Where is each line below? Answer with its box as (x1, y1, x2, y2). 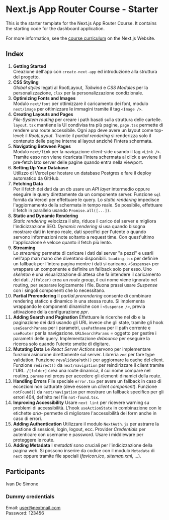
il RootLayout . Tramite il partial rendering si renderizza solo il (25, 132, 151, 139)
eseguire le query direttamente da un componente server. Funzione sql (13, 191, 161, 197)
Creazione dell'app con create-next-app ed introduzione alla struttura (13, 68, 157, 74)
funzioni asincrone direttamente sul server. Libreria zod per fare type (13, 351, 155, 357)
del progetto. (13, 74, 40, 80)
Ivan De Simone (6, 481, 39, 487)
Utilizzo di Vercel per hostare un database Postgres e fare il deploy (13, 170, 151, 176)
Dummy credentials (6, 493, 55, 500)
